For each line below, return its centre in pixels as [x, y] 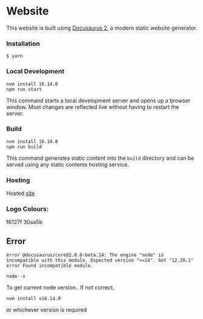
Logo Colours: [28, 209]
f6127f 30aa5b [25, 222]
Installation [23, 44]
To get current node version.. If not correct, [60, 288]
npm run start [24, 89]
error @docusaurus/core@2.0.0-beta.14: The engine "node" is [85, 255]
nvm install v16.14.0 [34, 299]
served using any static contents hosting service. [68, 164]
